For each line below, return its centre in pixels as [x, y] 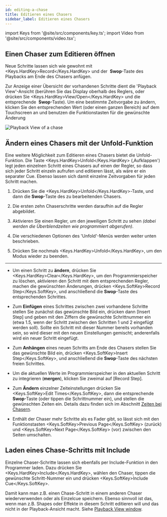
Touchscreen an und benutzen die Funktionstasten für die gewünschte [78, 113]
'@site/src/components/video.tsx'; [41, 38]
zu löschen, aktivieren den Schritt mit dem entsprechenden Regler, [81, 281]
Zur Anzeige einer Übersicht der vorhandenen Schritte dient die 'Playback [81, 86]
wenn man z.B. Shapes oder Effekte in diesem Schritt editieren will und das [82, 504]
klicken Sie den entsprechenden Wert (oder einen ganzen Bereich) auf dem [83, 107]
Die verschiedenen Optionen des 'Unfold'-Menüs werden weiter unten [84, 236]
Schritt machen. [22, 181]
